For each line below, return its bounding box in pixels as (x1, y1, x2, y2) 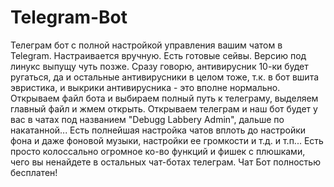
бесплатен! (10, 166, 58, 178)
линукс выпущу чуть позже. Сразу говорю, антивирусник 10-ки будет (10, 60, 309, 72)
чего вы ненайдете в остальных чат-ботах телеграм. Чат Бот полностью (10, 156, 321, 168)
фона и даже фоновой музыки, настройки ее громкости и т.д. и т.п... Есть (10, 134, 324, 146)
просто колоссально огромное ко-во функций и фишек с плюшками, (10, 145, 306, 157)
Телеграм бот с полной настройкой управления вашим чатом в (10, 39, 283, 51)
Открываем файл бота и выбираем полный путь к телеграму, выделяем (10, 92, 319, 104)
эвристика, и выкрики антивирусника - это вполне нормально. (10, 81, 281, 93)
